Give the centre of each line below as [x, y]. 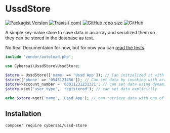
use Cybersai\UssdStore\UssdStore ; [43, 66]
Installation [23, 114]
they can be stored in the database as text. [50, 38]
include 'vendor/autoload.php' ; [39, 57]
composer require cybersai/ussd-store [46, 125]
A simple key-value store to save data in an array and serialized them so [80, 32]
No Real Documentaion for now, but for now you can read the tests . [75, 47]
